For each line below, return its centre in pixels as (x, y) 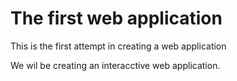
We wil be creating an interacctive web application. (115, 65)
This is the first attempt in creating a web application (118, 46)
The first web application (116, 18)
